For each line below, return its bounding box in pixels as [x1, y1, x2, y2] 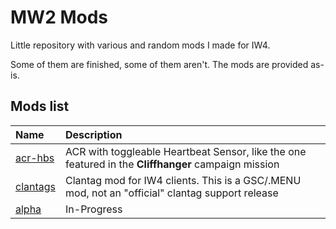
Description [65, 127, 123, 141]
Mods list [10, 98, 70, 115]
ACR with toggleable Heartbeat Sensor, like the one [65, 144, 307, 158]
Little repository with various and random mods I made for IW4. [10, 39, 271, 51]
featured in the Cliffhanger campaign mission [65, 157, 280, 171]
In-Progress [65, 202, 123, 216]
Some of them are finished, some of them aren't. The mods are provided [10, 58, 309, 70]
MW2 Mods [10, 6, 108, 29]
